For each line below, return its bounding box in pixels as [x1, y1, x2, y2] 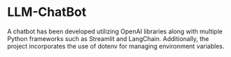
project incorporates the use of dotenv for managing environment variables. [7, 42, 225, 50]
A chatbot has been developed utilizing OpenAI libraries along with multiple [7, 27, 223, 35]
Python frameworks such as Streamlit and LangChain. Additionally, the [7, 34, 209, 42]
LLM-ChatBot [7, 4, 87, 20]
